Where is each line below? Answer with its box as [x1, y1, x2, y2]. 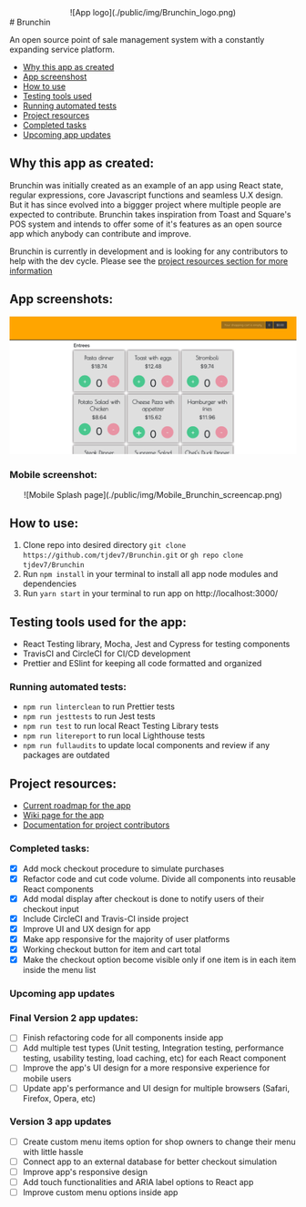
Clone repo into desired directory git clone [22, 540, 187, 551]
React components [22, 883, 94, 894]
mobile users [22, 1072, 72, 1084]
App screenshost [22, 71, 87, 82]
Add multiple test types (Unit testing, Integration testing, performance [22, 1042, 284, 1053]
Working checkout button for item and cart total [22, 944, 202, 955]
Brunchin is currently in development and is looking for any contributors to [9, 246, 289, 257]
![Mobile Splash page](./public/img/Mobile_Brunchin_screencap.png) [24, 489, 282, 500]
